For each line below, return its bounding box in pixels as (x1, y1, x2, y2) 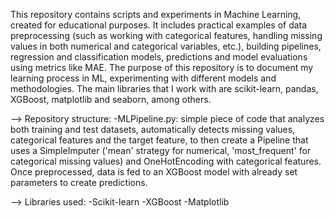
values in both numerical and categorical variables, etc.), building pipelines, (10, 40, 322, 52)
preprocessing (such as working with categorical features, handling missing (10, 30, 323, 41)
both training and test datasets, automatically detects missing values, (10, 124, 296, 135)
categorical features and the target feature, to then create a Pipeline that (10, 134, 309, 146)
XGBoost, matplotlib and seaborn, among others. (10, 94, 212, 105)
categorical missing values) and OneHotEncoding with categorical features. (10, 155, 322, 167)
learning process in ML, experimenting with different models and (10, 72, 277, 84)
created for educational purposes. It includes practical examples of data (10, 19, 308, 31)
